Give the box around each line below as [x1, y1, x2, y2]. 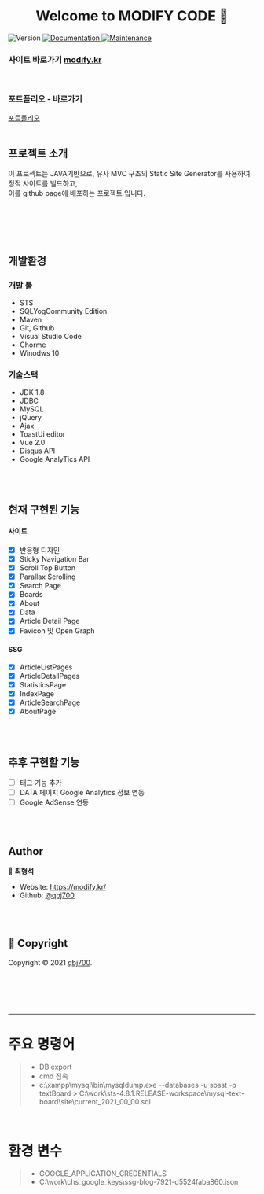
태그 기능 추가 [19, 778, 62, 787]
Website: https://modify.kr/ [19, 882, 107, 891]
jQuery [19, 413, 42, 422]
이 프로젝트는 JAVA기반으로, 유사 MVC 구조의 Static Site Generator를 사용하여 [8, 169, 251, 179]
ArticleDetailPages [19, 671, 80, 680]
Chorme [19, 340, 46, 349]
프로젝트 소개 [8, 146, 68, 160]
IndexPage [19, 688, 55, 698]
